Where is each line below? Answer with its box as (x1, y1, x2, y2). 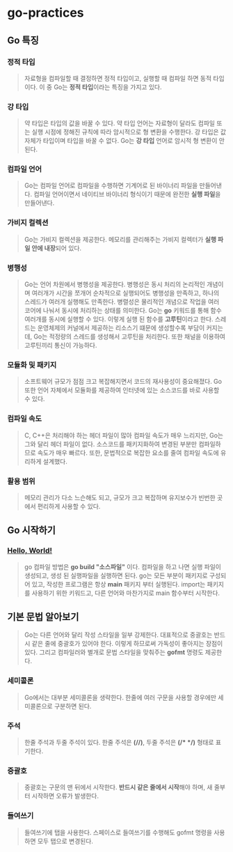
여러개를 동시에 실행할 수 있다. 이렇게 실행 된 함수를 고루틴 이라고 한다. (24, 315, 214, 323)
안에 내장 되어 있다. (31, 244, 82, 252)
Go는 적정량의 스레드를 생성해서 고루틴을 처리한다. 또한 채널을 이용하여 (33, 332, 226, 341)
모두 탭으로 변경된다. (37, 837, 94, 845)
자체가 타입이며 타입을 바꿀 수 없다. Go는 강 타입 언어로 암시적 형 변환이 (24, 137, 218, 145)
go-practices (7, 5, 85, 21)
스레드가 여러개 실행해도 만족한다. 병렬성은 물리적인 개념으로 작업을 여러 (24, 297, 220, 306)
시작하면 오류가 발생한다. (31, 792, 99, 800)
